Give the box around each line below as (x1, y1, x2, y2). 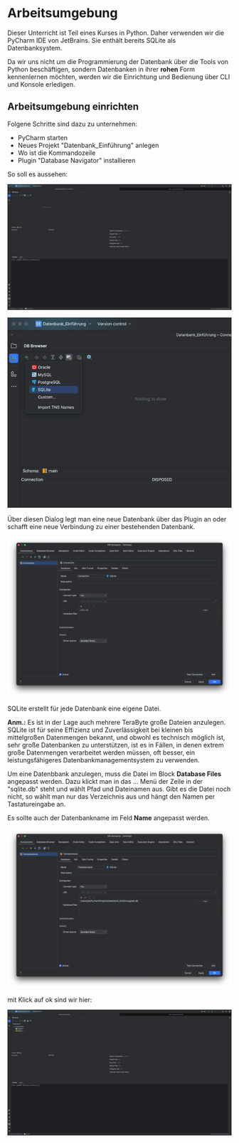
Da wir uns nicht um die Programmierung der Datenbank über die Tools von (7, 57, 229, 65)
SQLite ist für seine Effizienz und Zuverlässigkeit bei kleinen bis (7, 725, 193, 734)
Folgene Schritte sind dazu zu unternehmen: (7, 119, 137, 128)
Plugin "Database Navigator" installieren (17, 156, 136, 164)
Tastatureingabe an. (7, 799, 66, 808)
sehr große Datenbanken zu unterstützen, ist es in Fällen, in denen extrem (7, 740, 224, 749)
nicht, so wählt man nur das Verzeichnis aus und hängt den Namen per (7, 792, 216, 801)
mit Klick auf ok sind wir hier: (7, 995, 92, 1004)
